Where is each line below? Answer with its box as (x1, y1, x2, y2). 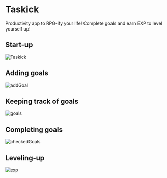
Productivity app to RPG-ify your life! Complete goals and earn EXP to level (5, 20, 162, 26)
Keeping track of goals (5, 97, 79, 105)
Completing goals (5, 125, 63, 134)
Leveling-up (5, 154, 45, 162)
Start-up (5, 41, 33, 49)
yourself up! (5, 25, 31, 32)
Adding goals (5, 69, 48, 77)
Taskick (5, 4, 39, 15)
